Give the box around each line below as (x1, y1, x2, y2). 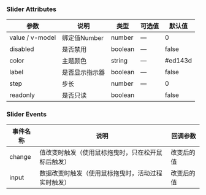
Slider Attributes (6, 5, 57, 13)
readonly (9, 91, 36, 99)
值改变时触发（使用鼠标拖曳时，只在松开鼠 (39, 148, 162, 156)
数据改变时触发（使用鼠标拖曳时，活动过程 (39, 169, 162, 177)
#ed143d (164, 56, 192, 65)
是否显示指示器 (61, 68, 105, 77)
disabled (9, 45, 34, 53)
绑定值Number (61, 34, 104, 42)
